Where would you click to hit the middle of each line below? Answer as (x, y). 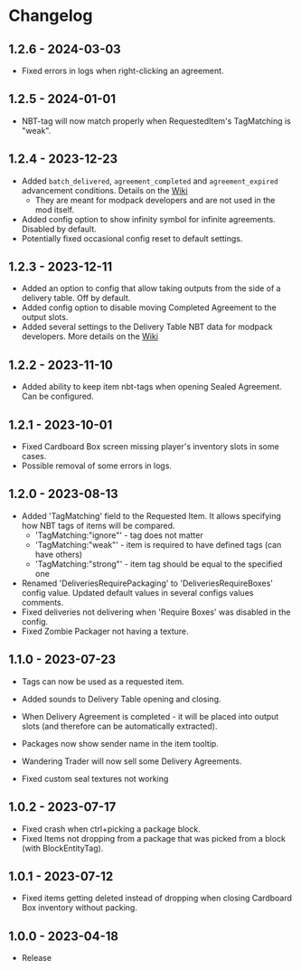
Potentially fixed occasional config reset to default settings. (132, 238)
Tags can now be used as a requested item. (103, 681)
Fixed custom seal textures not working (95, 778)
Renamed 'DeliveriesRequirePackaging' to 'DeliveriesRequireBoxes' (147, 583)
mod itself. (54, 210)
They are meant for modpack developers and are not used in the (155, 200)
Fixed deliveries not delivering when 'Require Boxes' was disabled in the (156, 612)
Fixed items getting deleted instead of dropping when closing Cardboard (157, 898)
